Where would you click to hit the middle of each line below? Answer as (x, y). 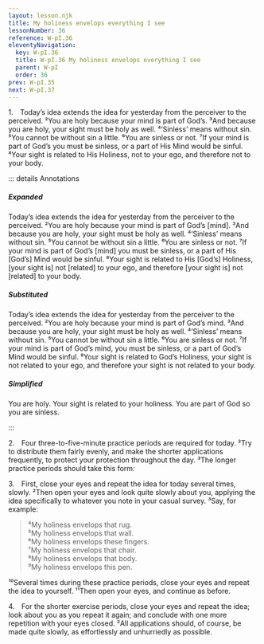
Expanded (25, 197)
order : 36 (31, 75)
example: (23, 509)
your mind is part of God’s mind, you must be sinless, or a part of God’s (125, 348)
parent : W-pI (37, 68)
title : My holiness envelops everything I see (87, 23)
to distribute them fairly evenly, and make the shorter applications (116, 452)
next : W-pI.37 (32, 90)
